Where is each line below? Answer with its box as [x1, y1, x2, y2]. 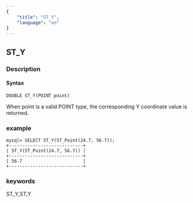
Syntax [6, 79, 24, 86]
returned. [6, 109, 29, 116]
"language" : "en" [17, 20, 60, 25]
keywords [6, 177, 36, 185]
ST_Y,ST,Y [6, 191, 31, 198]
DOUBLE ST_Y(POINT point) [6, 92, 70, 98]
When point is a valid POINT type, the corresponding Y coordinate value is [6, 103, 188, 110]
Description [6, 65, 41, 73]
